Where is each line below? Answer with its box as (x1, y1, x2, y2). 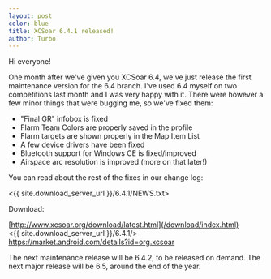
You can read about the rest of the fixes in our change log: (8, 173, 204, 182)
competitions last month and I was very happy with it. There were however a (8, 90, 264, 100)
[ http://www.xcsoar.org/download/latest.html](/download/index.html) (8, 220, 239, 230)
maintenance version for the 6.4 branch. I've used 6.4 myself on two (8, 81, 238, 91)
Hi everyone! (8, 57, 51, 67)
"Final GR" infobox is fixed (19, 114, 108, 124)
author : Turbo (8, 34, 57, 43)
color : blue (8, 19, 49, 28)
